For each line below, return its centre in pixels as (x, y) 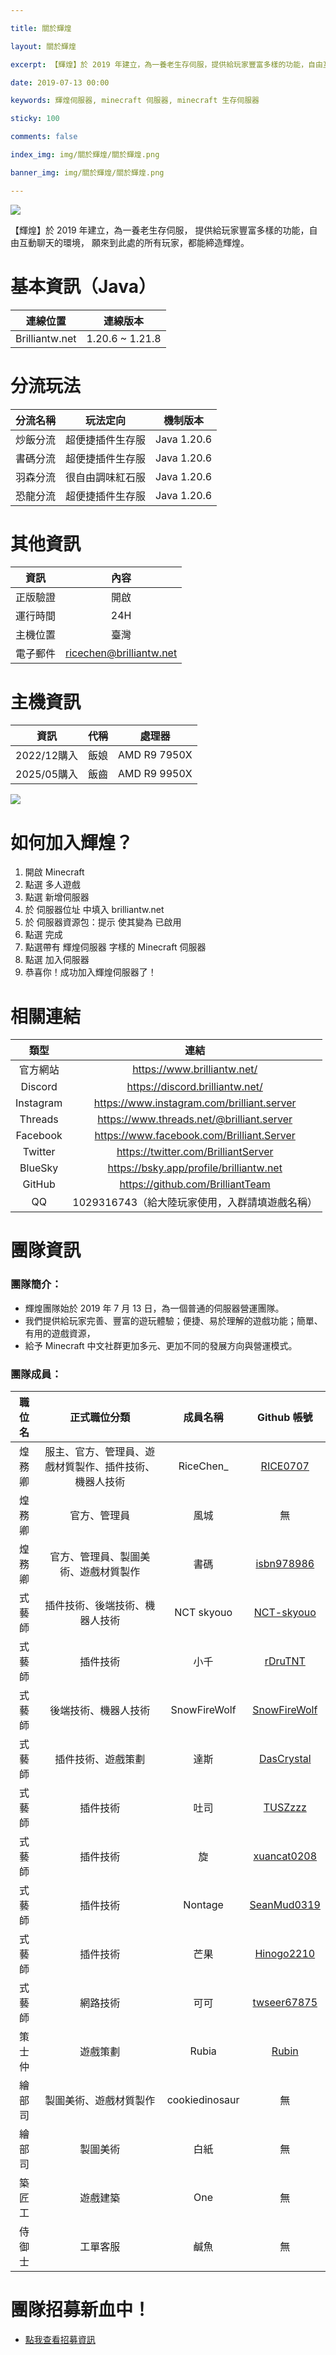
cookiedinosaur (203, 2100)
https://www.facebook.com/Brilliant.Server (195, 1136)
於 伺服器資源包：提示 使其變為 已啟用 (103, 922)
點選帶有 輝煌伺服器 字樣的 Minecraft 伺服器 (115, 947)
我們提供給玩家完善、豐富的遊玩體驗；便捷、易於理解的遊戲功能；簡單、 (173, 1320)
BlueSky (39, 1168)
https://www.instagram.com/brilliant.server (195, 1103)
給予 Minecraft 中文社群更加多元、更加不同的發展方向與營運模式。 (161, 1345)
